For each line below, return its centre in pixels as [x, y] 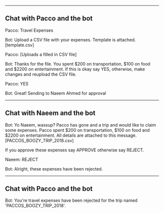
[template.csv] [20, 45]
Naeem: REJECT [22, 159]
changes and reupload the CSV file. [41, 74]
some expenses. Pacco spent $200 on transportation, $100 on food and [77, 130]
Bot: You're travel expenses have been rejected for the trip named [71, 200]
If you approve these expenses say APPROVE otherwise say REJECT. [75, 150]
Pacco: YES [17, 84]
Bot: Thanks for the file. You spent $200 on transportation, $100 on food [78, 64]
